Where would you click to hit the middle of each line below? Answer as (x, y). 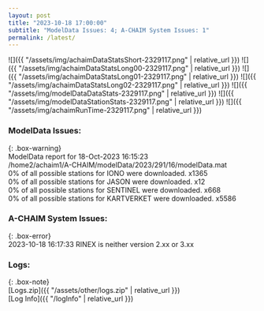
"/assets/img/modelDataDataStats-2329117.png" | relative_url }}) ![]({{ (121, 94)
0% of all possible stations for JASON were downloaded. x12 (107, 182)
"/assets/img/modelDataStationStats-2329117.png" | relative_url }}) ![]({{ (125, 102)
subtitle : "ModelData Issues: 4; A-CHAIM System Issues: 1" (109, 30)
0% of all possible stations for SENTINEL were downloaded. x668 (115, 189)
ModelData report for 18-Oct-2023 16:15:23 (78, 156)
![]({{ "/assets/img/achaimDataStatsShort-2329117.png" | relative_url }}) (124, 60)
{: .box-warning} (35, 148)
